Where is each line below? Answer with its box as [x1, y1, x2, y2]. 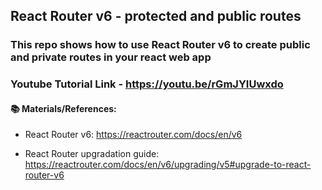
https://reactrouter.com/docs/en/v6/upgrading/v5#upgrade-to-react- [24, 159, 312, 171]
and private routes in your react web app [10, 50, 212, 64]
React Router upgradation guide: [24, 148, 160, 160]
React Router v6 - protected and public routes [10, 8, 302, 25]
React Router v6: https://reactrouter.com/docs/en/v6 [24, 129, 243, 141]
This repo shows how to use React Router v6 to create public [10, 38, 311, 52]
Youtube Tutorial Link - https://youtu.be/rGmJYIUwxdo [10, 77, 284, 91]
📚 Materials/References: [10, 102, 117, 114]
